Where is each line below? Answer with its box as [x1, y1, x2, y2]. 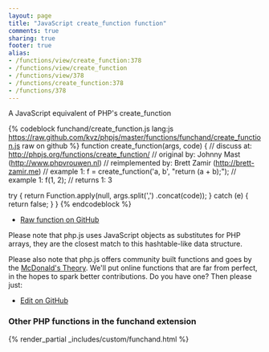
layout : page [8, 11, 52, 20]
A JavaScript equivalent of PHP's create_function [8, 108, 172, 118]
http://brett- [215, 158, 255, 168]
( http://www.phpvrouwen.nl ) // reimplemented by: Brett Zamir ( [8, 158, 216, 168]
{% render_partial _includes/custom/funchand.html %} [8, 334, 190, 344]
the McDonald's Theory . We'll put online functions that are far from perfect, [8, 263, 259, 273]
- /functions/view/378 [8, 72, 84, 80]
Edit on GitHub [19, 296, 68, 305]
